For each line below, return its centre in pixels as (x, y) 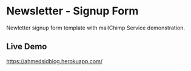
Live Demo (27, 47)
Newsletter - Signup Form (72, 11)
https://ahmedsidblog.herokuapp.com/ (55, 61)
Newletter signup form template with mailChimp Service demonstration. (96, 28)
